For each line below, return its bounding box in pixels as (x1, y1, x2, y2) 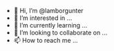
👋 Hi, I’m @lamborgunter (13, 7, 84, 14)
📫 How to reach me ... (13, 37, 78, 44)
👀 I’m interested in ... (13, 14, 73, 22)
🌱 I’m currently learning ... (13, 21, 88, 29)
